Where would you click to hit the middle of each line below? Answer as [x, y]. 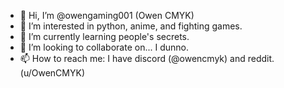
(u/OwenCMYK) [52, 73]
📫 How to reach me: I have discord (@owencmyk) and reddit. [147, 58]
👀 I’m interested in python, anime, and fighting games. [131, 26]
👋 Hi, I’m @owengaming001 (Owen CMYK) [107, 15]
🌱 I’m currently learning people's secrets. [104, 36]
